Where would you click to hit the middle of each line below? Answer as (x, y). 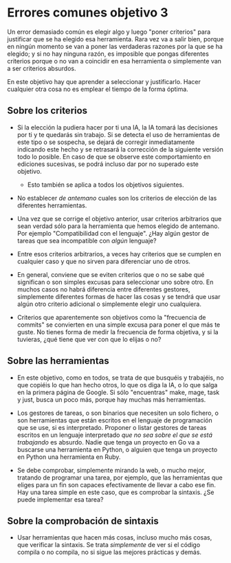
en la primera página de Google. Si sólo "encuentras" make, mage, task (118, 392)
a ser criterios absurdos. (42, 68)
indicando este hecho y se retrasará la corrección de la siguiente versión (120, 149)
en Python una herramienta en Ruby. (69, 457)
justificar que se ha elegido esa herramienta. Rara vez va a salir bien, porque (116, 39)
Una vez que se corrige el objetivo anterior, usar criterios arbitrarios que (119, 218)
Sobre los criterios (47, 111)
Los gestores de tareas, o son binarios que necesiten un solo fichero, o (118, 413)
